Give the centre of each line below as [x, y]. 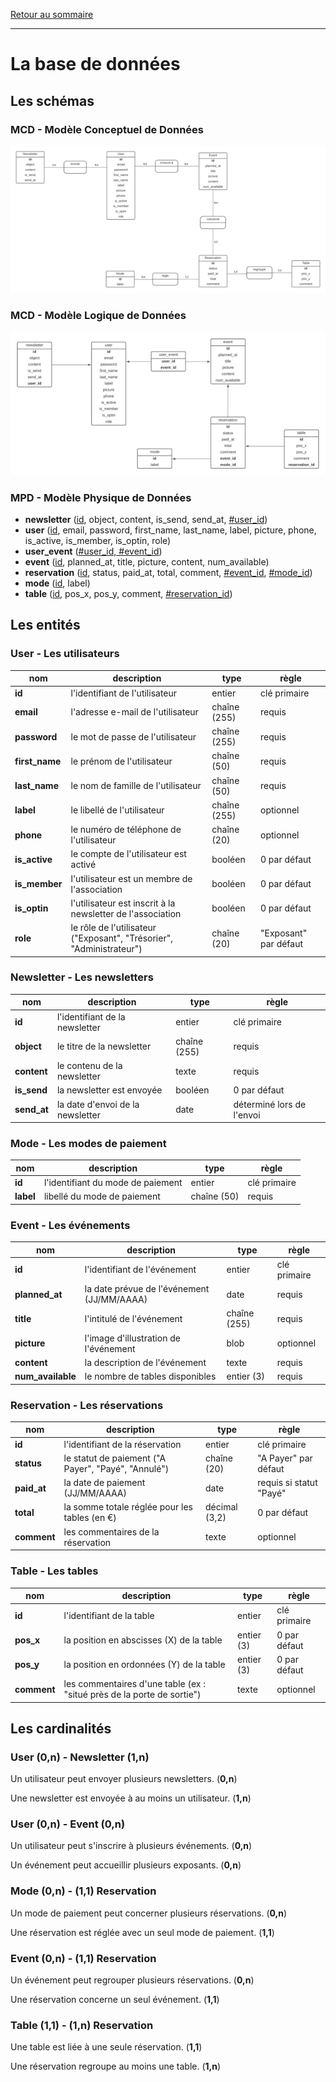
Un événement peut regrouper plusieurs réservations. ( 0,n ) [132, 1980]
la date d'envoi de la [98, 1104]
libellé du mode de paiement [102, 1196]
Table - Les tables [54, 1571]
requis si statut [287, 1483]
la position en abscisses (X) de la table [143, 1640]
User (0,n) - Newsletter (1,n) [80, 1757]
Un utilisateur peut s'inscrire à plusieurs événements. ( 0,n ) [131, 1846]
